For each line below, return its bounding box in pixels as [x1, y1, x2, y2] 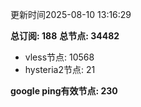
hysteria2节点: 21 [24, 64, 96, 75]
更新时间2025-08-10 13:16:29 [10, 9, 132, 20]
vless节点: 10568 [24, 51, 95, 63]
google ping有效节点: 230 [10, 85, 118, 97]
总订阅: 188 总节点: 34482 [10, 30, 120, 42]
